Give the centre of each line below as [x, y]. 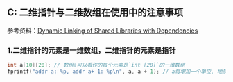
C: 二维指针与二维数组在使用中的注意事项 [95, 13]
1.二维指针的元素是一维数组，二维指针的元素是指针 [92, 50]
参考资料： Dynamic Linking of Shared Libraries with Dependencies [103, 31]
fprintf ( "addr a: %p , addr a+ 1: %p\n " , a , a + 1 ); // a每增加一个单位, [111, 72]
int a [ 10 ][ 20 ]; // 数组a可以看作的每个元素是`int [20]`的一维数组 [96, 65]
